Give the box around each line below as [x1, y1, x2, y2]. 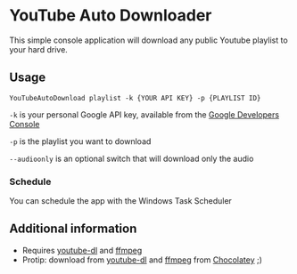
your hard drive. [9, 44, 69, 54]
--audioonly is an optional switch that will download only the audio [9, 153, 254, 164]
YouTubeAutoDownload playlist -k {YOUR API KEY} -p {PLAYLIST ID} [9, 93, 261, 102]
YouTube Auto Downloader [9, 5, 212, 26]
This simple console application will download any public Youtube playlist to [9, 35, 288, 45]
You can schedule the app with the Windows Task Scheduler [9, 196, 232, 206]
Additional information [9, 222, 137, 237]
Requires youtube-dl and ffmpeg [21, 245, 143, 255]
